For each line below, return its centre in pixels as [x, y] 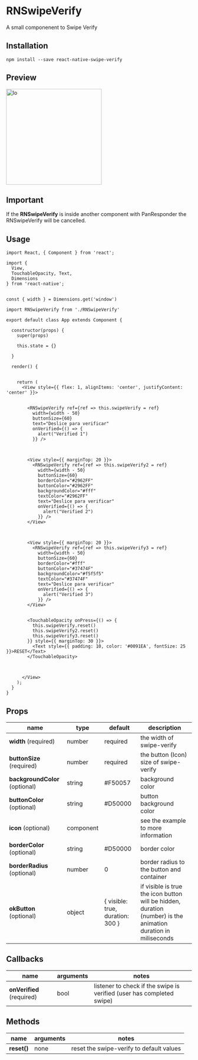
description [165, 728]
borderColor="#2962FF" [65, 481]
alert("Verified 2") [68, 512]
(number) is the [162, 916]
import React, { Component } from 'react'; [60, 253]
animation [154, 923]
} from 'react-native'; [35, 284]
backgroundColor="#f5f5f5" [71, 574]
